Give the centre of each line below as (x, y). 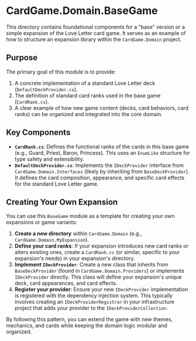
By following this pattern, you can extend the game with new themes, (90, 319)
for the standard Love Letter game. (56, 184)
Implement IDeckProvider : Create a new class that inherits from (91, 265)
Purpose (22, 58)
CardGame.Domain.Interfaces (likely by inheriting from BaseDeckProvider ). (102, 171)
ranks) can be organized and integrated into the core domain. (88, 114)
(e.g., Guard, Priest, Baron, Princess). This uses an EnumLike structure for (102, 152)
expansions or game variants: (42, 222)
